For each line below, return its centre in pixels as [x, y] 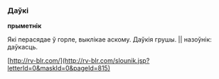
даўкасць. [22, 47]
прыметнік [25, 26]
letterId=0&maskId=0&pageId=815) [59, 68]
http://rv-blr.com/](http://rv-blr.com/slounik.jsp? [80, 61]
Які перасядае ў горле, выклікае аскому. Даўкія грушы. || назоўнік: [109, 39]
